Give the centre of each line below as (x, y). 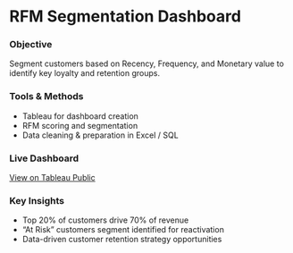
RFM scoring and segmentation (80, 125)
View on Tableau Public (52, 178)
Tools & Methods (46, 97)
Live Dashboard (44, 158)
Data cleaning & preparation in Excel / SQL (100, 135)
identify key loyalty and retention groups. (85, 73)
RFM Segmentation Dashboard (125, 17)
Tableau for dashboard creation (80, 116)
